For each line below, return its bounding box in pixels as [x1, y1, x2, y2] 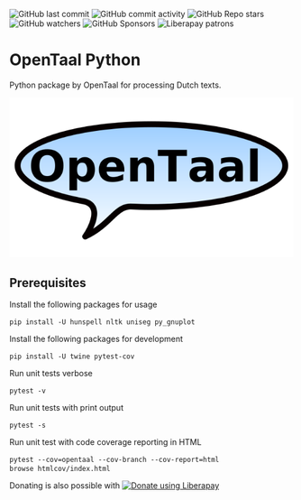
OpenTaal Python [9, 50, 141, 70]
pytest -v [9, 386, 47, 396]
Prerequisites [9, 275, 87, 291]
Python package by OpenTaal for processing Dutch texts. [9, 79, 222, 90]
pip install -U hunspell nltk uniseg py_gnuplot [9, 318, 196, 327]
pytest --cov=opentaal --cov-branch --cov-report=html [9, 456, 220, 465]
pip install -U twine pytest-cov [9, 352, 135, 361]
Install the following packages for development [9, 334, 183, 345]
